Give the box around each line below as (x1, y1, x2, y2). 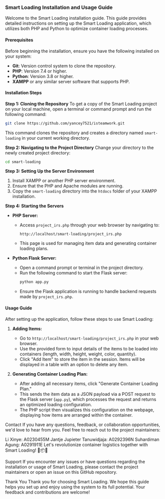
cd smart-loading (5, 159, 41, 164)
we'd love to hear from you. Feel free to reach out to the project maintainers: (5, 426, 161, 433)
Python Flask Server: (12, 255, 57, 261)
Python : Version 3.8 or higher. (12, 73, 74, 79)
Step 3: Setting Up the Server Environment (5, 168, 94, 174)
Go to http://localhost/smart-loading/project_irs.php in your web (19, 335, 159, 341)
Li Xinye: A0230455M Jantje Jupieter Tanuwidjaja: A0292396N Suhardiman (5, 436, 160, 442)
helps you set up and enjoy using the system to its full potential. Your (5, 484, 145, 490)
